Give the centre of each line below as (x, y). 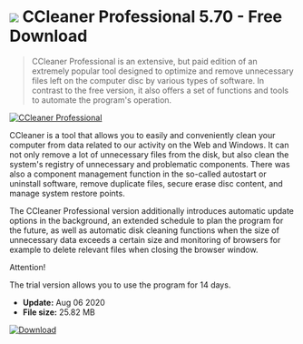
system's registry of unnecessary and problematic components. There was (150, 164)
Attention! (28, 267)
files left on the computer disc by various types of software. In (148, 80)
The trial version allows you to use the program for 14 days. (120, 285)
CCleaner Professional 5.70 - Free (152, 17)
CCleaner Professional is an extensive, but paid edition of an (144, 61)
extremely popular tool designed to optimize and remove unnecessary (162, 71)
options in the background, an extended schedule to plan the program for (147, 220)
